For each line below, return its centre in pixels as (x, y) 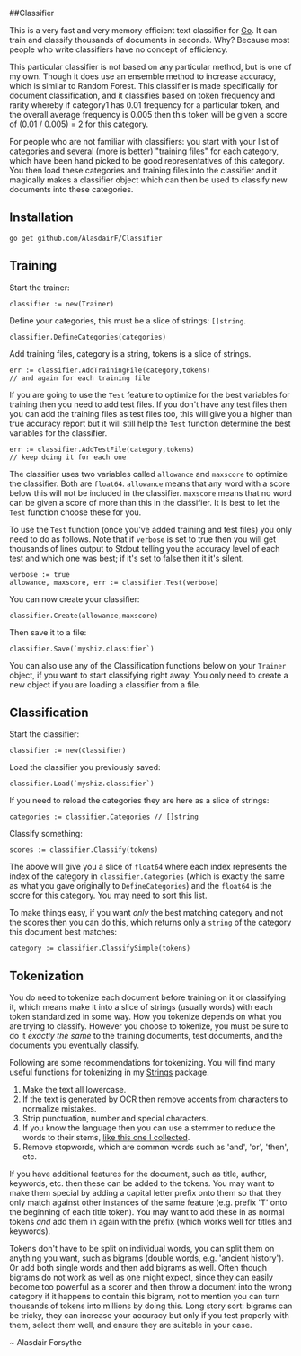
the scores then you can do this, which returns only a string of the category (150, 922)
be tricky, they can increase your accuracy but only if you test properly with (150, 1316)
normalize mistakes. (59, 1109)
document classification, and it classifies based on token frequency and (142, 95)
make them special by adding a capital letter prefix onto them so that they (146, 1193)
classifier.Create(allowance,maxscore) (84, 616)
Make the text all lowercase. (74, 1090)
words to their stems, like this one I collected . (106, 1138)
